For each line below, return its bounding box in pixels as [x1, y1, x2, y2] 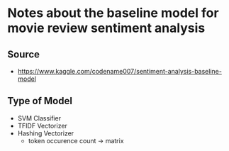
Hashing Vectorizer [17, 129, 74, 138]
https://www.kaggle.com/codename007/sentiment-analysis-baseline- [17, 67, 222, 75]
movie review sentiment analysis [7, 20, 206, 36]
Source [7, 48, 40, 60]
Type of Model [7, 95, 73, 107]
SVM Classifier [17, 113, 62, 122]
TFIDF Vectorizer [17, 121, 67, 130]
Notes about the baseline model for [7, 5, 219, 21]
